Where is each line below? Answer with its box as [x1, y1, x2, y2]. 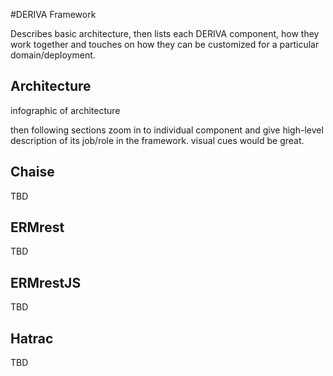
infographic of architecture [10, 104, 121, 116]
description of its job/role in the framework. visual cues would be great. [10, 134, 305, 146]
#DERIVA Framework [10, 9, 97, 20]
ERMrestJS [10, 274, 82, 291]
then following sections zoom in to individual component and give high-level [10, 124, 324, 136]
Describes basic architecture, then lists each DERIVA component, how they [10, 28, 320, 39]
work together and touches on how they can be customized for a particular [10, 39, 320, 50]
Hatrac [10, 330, 54, 347]
